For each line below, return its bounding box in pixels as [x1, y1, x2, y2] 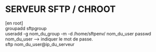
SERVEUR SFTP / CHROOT [5, 3, 116, 15]
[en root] [5, 20, 23, 26]
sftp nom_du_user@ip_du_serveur [5, 41, 75, 47]
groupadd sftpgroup [5, 25, 47, 31]
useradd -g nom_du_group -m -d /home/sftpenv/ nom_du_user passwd [5, 30, 151, 36]
